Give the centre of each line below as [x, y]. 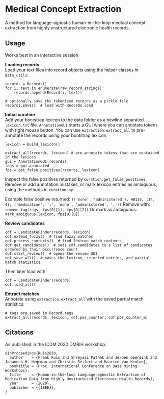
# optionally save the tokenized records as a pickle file [67, 101]
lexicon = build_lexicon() [33, 144]
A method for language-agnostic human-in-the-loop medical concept [75, 23]
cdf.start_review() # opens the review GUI [51, 253]
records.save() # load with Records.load [49, 105]
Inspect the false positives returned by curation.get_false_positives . [76, 179]
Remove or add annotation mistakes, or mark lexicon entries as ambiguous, [81, 184]
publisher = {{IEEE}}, [33, 387]
